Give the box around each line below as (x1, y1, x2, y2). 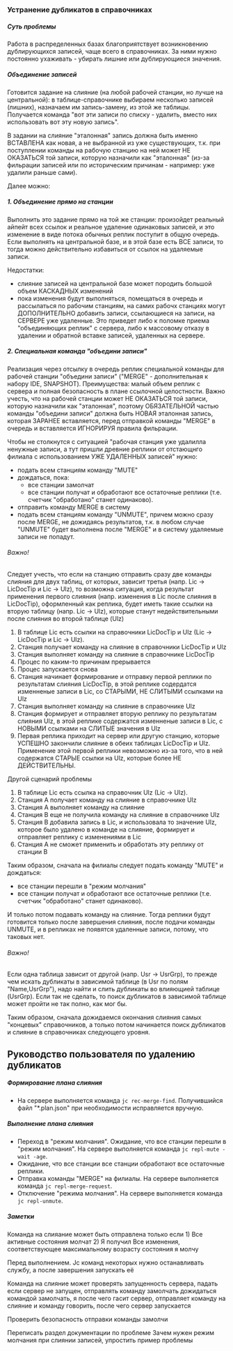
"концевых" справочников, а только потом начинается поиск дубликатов (7, 1021, 226, 1029)
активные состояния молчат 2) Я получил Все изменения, (7, 1237, 181, 1246)
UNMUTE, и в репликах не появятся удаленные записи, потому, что (7, 925, 209, 933)
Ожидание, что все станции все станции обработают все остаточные (17, 1159, 225, 1168)
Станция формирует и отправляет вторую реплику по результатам (17, 710, 217, 717)
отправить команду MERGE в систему (17, 503, 131, 511)
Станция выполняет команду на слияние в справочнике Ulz (17, 702, 196, 710)
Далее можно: (7, 181, 51, 190)
